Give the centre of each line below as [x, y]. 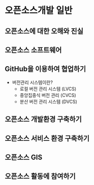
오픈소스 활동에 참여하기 [40, 177]
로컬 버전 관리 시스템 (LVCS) [48, 89]
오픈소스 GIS [24, 157]
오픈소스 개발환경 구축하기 [43, 119]
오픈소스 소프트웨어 [33, 50]
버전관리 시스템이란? [32, 82]
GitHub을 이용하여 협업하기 [45, 69]
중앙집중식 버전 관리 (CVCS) [48, 95]
